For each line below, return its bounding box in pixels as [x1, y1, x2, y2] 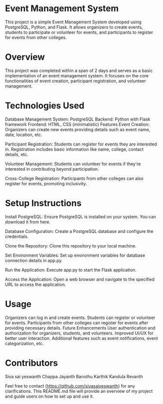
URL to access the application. [5, 281, 66, 287]
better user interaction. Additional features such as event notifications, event [5, 335, 158, 341]
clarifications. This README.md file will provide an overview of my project [5, 388, 153, 394]
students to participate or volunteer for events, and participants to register [5, 29, 153, 35]
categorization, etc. [5, 340, 44, 346]
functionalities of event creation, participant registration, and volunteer [5, 78, 147, 84]
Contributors [5, 357, 58, 369]
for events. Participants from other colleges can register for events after [5, 319, 149, 326]
